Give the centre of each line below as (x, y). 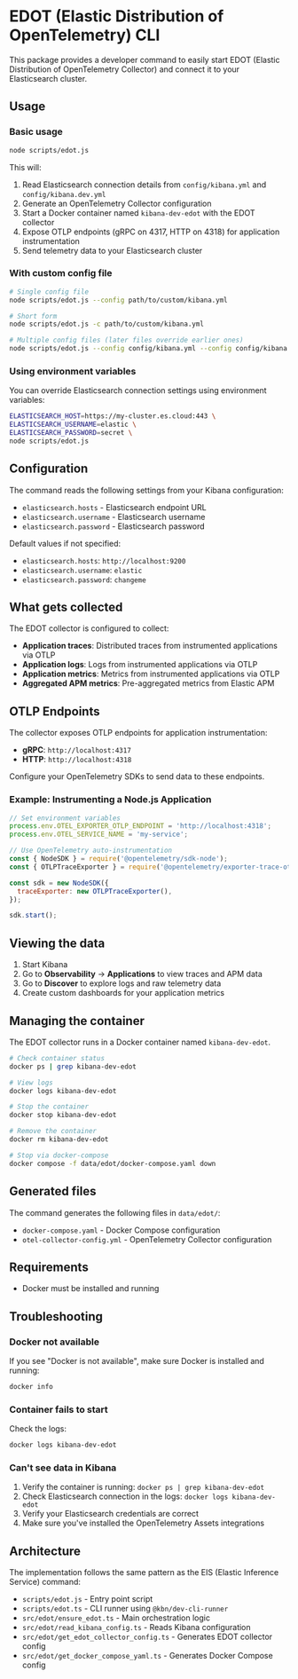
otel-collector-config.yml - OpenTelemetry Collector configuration (147, 1239)
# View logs (31, 1083)
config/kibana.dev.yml (64, 194)
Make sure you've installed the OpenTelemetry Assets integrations (143, 1523)
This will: (25, 167)
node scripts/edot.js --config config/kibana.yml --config (121, 349)
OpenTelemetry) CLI (85, 35)
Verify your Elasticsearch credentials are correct (110, 1514)
